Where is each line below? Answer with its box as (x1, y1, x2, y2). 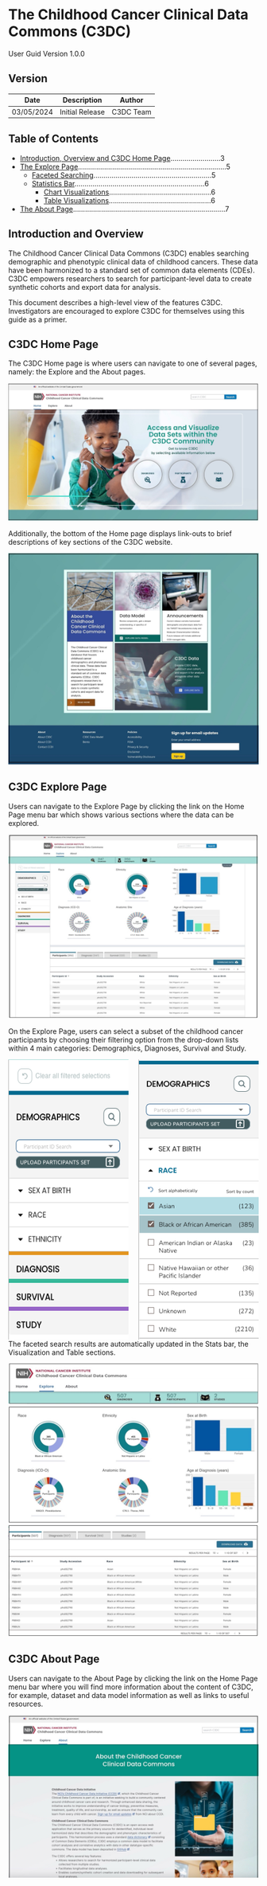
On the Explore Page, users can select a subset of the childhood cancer (8, 1027, 244, 1036)
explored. (8, 818, 40, 828)
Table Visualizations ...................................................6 (43, 195, 216, 205)
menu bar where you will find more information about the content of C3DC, (8, 1682, 254, 1692)
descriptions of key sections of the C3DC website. (8, 538, 173, 547)
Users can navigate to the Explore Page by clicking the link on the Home (8, 801, 245, 811)
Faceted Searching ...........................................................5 (31, 170, 216, 180)
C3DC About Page (8, 1653, 100, 1666)
